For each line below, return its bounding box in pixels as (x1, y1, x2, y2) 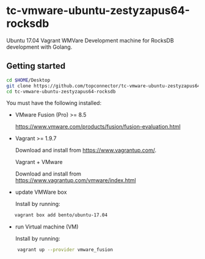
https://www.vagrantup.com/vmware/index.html (15, 177, 136, 184)
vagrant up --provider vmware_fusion (17, 247, 113, 253)
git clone (6, 83, 32, 89)
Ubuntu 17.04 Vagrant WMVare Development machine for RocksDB (6, 37, 174, 44)
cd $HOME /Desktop (6, 77, 51, 83)
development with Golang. (6, 43, 73, 51)
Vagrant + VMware (15, 158, 63, 166)
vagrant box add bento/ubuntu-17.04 (14, 212, 108, 218)
